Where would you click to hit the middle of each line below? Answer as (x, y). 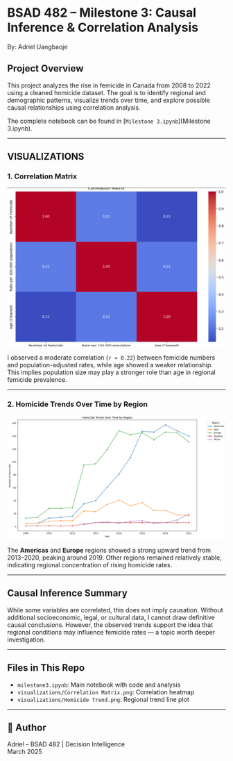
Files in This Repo (46, 668)
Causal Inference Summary (68, 593)
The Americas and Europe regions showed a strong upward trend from (109, 550)
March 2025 (25, 752)
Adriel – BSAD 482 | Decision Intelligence (66, 744)
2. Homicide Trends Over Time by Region (77, 404)
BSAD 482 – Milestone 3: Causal (102, 13)
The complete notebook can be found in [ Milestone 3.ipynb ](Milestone (109, 121)
